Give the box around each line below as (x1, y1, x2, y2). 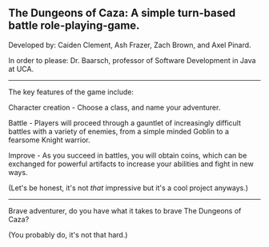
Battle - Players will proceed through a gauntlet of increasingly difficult (8, 118, 242, 127)
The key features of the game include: (8, 87, 134, 97)
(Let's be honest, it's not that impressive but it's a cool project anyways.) (8, 183, 249, 193)
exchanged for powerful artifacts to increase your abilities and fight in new (8, 159, 254, 169)
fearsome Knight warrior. (8, 135, 90, 145)
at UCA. (8, 64, 34, 74)
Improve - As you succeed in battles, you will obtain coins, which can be (8, 150, 247, 160)
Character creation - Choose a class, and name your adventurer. (8, 102, 221, 112)
